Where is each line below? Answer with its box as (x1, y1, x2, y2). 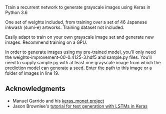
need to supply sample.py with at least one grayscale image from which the (5, 60, 161, 65)
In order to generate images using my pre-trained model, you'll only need (5, 49, 156, 55)
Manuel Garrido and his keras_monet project (12, 98, 104, 104)
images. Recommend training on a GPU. (5, 39, 87, 45)
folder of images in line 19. (5, 70, 59, 76)
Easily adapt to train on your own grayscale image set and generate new (5, 34, 154, 40)
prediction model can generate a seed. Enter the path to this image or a (5, 65, 152, 71)
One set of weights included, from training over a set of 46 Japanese (5, 19, 147, 25)
